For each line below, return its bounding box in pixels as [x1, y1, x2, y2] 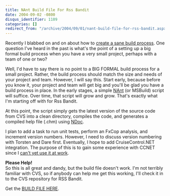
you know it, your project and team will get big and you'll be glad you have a [5, 82, 164, 88]
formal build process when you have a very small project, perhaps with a [5, 51, 157, 57]
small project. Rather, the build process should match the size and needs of [5, 71, 162, 77]
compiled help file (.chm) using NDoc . [5, 119, 84, 125]
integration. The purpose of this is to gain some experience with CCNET [5, 144, 155, 151]
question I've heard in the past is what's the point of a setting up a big [5, 45, 151, 52]
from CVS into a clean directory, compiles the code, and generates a [5, 113, 148, 119]
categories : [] [5, 21, 37, 27]
